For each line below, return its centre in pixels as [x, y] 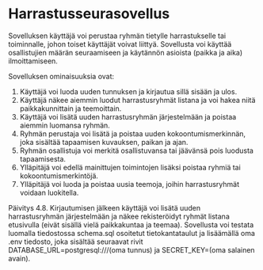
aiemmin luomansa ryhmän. [65, 125]
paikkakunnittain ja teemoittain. [71, 108]
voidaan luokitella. [49, 192]
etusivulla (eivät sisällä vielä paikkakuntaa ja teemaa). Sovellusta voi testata [131, 224]
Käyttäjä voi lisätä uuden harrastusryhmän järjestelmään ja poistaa [128, 116]
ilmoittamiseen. [33, 61]
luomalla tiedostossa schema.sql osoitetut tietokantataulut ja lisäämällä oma [132, 233]
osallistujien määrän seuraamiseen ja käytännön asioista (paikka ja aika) [126, 52]
